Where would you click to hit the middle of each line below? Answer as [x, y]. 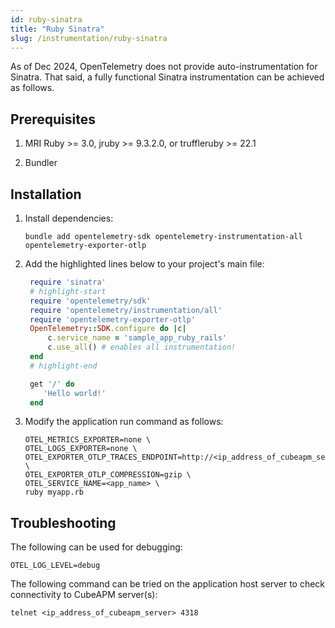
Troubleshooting [63, 522]
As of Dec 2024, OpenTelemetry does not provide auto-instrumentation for [164, 67]
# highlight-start [68, 291]
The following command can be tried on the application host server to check [168, 584]
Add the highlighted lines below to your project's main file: [144, 264]
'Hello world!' [75, 393]
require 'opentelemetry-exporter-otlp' [112, 319]
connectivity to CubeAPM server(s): [84, 595]
